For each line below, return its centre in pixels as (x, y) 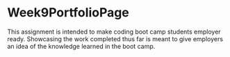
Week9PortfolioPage (68, 13)
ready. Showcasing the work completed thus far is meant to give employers (115, 38)
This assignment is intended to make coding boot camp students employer (114, 32)
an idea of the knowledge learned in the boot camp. (81, 46)
